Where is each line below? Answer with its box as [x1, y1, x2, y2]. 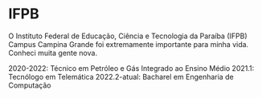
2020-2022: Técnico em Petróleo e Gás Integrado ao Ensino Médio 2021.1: [8, 63, 255, 73]
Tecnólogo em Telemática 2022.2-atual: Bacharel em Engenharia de [8, 72, 235, 81]
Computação [8, 80, 51, 90]
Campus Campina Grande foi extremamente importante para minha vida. [8, 39, 249, 49]
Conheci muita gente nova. [8, 48, 98, 57]
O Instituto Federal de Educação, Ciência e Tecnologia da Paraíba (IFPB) [8, 31, 248, 41]
